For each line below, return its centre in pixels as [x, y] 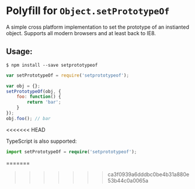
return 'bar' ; [44, 102]
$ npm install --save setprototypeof [52, 65]
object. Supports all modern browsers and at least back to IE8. [81, 33]
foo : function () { [39, 97]
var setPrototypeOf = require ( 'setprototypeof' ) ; [68, 75]
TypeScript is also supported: [41, 141]
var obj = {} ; [23, 86]
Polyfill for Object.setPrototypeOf [88, 11]
